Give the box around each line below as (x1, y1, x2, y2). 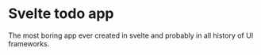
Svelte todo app (8, 5, 114, 23)
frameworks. (8, 38, 50, 48)
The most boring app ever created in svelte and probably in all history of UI (8, 31, 254, 40)
